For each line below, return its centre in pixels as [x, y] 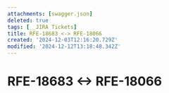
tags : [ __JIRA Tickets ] [42, 27]
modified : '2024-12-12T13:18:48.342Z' [64, 46]
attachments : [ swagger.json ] [50, 14]
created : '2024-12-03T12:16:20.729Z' [63, 40]
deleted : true [28, 20]
